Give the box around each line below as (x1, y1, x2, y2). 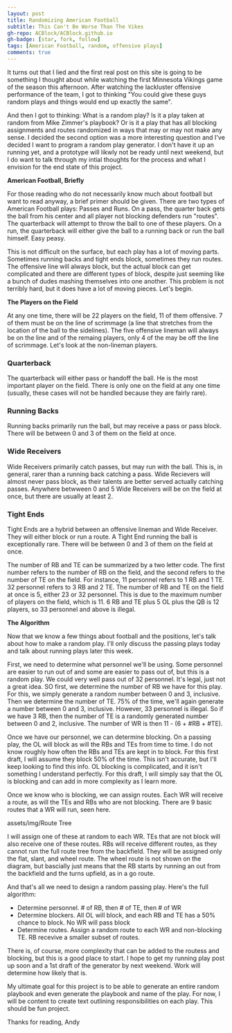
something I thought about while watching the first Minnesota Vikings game (7, 75, 223, 83)
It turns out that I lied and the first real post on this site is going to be (7, 67, 202, 76)
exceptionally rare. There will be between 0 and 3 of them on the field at (7, 540, 213, 548)
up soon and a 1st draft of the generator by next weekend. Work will (7, 961, 201, 970)
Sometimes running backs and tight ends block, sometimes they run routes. (7, 254, 223, 263)
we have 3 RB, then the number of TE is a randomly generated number (7, 712, 209, 720)
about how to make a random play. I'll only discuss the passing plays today (7, 640, 221, 648)
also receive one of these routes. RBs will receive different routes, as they (7, 840, 217, 848)
